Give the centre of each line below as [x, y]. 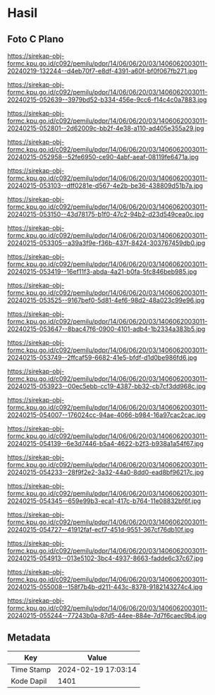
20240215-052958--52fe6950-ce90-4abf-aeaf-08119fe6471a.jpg [103, 157]
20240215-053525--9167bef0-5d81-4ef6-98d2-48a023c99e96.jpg [106, 300]
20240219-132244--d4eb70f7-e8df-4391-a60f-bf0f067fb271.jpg [102, 71]
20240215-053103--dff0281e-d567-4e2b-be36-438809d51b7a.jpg [105, 186]
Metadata [29, 637]
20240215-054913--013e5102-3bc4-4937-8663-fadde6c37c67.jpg [105, 558]
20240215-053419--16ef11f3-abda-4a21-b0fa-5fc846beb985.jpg [102, 272]
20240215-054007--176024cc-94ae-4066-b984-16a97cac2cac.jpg [106, 415]
